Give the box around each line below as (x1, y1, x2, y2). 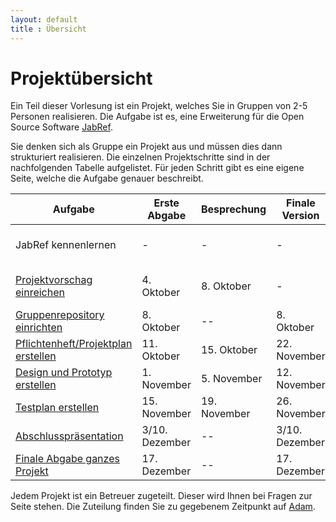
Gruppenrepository (15, 308, 105, 322)
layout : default (10, 14, 78, 25)
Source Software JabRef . (10, 121, 113, 133)
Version (281, 209, 320, 223)
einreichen (15, 286, 65, 300)
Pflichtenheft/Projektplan (15, 337, 133, 351)
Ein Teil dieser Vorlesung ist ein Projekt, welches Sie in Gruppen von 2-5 (10, 100, 308, 112)
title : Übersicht (10, 24, 87, 34)
